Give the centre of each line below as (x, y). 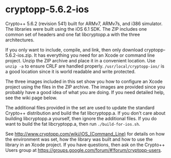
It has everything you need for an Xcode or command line (94, 55)
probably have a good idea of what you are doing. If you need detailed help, (85, 92)
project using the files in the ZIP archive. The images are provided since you (85, 87)
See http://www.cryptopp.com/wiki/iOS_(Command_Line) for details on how (85, 133)
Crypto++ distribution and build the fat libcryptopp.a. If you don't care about (86, 113)
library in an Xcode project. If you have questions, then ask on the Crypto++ (85, 145)
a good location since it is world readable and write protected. (70, 71)
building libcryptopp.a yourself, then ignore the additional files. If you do (81, 118)
